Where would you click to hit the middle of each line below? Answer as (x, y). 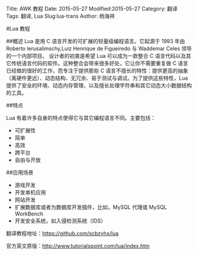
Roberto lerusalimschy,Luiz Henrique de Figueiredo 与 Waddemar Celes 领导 (99, 48)
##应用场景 (20, 172)
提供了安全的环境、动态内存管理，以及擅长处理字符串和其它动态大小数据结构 (99, 85)
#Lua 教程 (18, 29)
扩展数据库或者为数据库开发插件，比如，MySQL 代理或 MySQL (91, 207)
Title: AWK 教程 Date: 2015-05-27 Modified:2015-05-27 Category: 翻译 (92, 9)
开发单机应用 (30, 192)
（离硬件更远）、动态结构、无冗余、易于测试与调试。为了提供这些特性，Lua (97, 78)
